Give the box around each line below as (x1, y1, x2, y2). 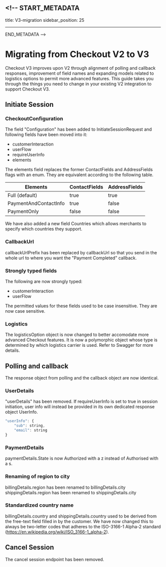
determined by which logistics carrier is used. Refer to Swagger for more (5, 342, 154, 348)
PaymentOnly (7, 208, 39, 215)
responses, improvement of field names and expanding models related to (5, 70, 154, 76)
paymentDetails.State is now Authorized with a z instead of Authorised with (5, 455, 159, 462)
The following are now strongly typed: (5, 279, 83, 284)
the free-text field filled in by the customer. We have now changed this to (5, 518, 154, 524)
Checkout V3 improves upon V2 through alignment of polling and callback (5, 65, 156, 71)
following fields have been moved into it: (5, 132, 87, 138)
